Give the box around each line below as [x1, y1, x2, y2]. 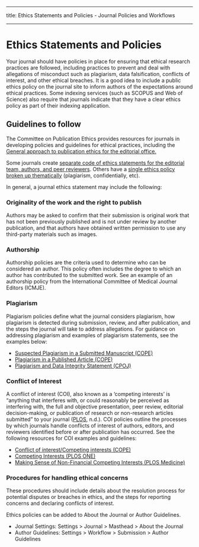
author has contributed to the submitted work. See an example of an [6, 272, 173, 279]
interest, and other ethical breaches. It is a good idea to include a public [6, 77, 181, 84]
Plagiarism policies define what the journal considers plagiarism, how [6, 313, 175, 320]
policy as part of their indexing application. [6, 102, 111, 109]
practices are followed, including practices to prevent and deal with [6, 64, 171, 71]
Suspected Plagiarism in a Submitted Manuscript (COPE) [14, 349, 153, 357]
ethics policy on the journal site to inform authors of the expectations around [6, 83, 193, 90]
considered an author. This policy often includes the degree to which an [6, 265, 182, 272]
